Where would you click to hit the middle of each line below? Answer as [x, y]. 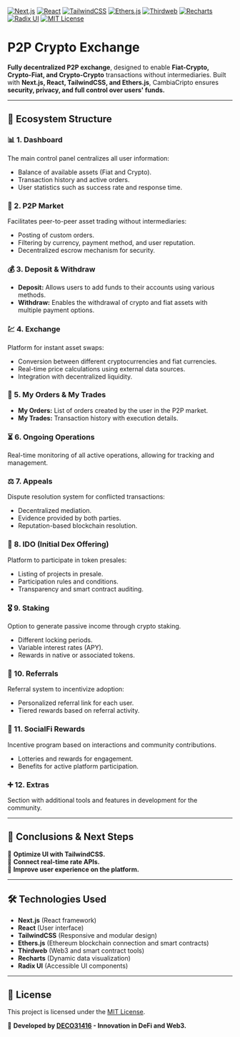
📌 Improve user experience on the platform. [73, 869]
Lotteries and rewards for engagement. [75, 758]
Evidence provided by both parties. [69, 518]
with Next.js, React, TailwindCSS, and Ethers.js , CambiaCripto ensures [113, 82]
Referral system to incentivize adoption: [66, 689]
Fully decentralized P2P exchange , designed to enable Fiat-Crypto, [108, 67]
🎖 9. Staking [29, 608]
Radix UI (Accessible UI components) [73, 966]
